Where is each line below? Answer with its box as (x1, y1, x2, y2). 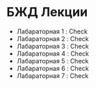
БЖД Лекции (6, 4, 88, 20)
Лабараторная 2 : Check (16, 34, 89, 42)
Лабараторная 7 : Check (16, 71, 89, 80)
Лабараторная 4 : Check (16, 49, 90, 58)
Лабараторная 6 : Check (16, 64, 89, 72)
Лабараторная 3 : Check (16, 42, 89, 50)
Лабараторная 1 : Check (16, 27, 88, 35)
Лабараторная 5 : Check (16, 56, 89, 65)
